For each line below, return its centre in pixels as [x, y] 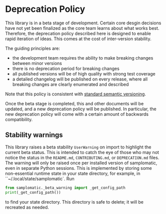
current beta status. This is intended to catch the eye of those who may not [82, 152]
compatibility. [19, 119]
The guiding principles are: [33, 48]
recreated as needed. [27, 207]
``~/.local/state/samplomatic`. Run [40, 178]
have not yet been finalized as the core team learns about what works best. [82, 28]
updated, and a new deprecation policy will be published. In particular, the [81, 109]
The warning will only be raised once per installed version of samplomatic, [81, 163]
